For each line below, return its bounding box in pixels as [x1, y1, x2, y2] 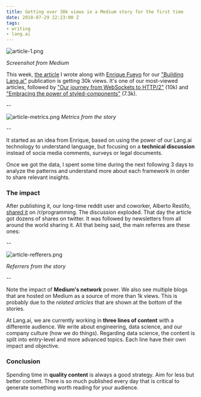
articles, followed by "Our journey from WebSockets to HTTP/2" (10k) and [6, 83, 189, 91]
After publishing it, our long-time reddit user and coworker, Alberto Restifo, [6, 202, 191, 210]
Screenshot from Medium [6, 59, 70, 67]
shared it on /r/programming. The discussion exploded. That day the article [6, 208, 192, 216]
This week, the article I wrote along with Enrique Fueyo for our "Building [6, 71, 184, 78]
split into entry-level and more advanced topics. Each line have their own [6, 336, 186, 343]
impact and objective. [6, 342, 60, 350]
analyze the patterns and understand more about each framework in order [6, 168, 190, 175]
